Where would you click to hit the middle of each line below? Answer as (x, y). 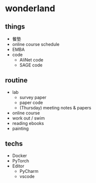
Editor (18, 166)
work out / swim (28, 118)
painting (20, 128)
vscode (27, 176)
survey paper (33, 97)
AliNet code (31, 60)
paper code (31, 102)
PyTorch (21, 161)
